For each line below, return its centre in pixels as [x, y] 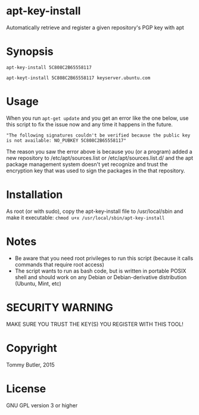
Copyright [32, 348]
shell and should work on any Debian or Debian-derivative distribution [101, 277]
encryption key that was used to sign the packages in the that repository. [96, 171]
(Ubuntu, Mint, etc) [38, 283]
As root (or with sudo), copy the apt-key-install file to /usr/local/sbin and [95, 211]
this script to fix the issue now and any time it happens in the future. [89, 124]
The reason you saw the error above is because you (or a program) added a [99, 151]
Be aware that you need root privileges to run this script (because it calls [104, 258]
